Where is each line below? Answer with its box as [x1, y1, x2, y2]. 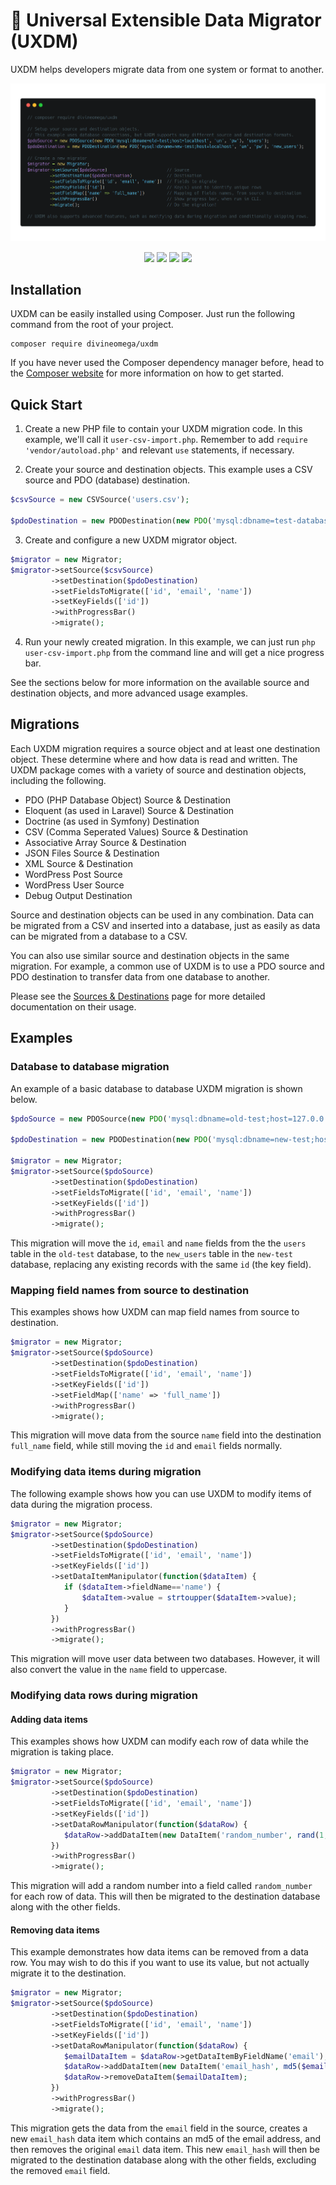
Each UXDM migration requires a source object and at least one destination [10, 742, 321, 754]
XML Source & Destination [24, 857, 133, 869]
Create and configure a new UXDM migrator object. [24, 534, 238, 546]
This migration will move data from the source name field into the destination [10, 1429, 322, 1441]
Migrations [10, 716, 80, 733]
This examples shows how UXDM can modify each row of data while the [10, 1735, 309, 1748]
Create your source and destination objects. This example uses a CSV [24, 464, 313, 476]
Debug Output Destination [24, 889, 133, 901]
